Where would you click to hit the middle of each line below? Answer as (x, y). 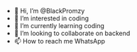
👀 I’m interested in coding (51, 18)
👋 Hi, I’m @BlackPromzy (49, 11)
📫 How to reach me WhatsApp (59, 41)
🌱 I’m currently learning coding (59, 26)
